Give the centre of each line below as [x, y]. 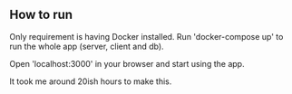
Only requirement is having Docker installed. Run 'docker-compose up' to [146, 36]
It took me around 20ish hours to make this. [91, 81]
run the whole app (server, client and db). [87, 46]
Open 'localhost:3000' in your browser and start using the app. [127, 63]
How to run [41, 15]
